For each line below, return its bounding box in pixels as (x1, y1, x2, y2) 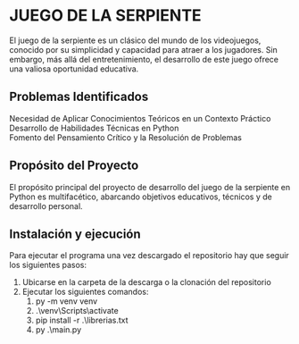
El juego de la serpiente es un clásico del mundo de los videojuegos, (9, 35, 262, 46)
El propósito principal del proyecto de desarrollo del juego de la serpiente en (9, 181, 291, 192)
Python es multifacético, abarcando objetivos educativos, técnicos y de (9, 191, 272, 202)
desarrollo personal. (9, 200, 83, 211)
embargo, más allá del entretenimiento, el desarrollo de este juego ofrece (9, 54, 279, 64)
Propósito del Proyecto (9, 158, 139, 173)
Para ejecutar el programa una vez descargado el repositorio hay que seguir (9, 250, 290, 261)
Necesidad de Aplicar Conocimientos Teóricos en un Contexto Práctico (9, 113, 271, 123)
